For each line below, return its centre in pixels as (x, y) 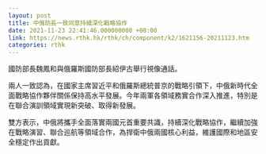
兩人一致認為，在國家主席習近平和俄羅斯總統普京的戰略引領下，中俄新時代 (129, 86)
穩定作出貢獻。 (39, 142)
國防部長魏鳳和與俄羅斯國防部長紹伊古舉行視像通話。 (95, 69)
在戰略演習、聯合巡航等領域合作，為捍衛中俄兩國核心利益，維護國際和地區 (129, 133)
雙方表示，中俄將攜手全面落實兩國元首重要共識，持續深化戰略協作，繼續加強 (133, 122)
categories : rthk (37, 45)
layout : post (30, 15)
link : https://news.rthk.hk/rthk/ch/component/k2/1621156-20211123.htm (129, 38)
